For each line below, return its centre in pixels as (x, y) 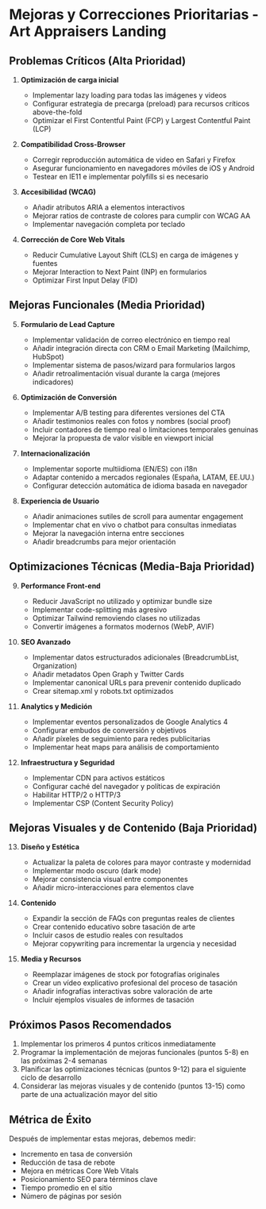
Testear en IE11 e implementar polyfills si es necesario (120, 177)
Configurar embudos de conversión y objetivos (110, 730)
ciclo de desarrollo (51, 1078)
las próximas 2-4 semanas (64, 1061)
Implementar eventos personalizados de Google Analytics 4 (130, 722)
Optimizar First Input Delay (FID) (85, 280)
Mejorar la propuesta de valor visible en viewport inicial (123, 437)
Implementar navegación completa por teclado (109, 224)
